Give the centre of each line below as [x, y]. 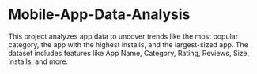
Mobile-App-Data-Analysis [99, 15]
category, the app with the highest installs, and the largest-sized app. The [128, 44]
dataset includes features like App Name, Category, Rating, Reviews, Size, [129, 53]
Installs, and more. [38, 61]
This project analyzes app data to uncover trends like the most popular [123, 36]
